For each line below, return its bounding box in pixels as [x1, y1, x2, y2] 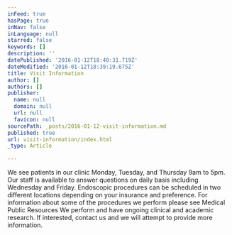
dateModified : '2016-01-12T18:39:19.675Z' [7, 63, 135, 70]
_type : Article [7, 143, 53, 150]
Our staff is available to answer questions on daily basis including [7, 175, 199, 185]
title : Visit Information [7, 70, 84, 77]
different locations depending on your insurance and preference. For [7, 191, 208, 200]
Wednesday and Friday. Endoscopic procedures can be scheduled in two [7, 183, 221, 192]
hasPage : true [7, 17, 50, 24]
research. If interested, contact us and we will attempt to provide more [7, 214, 213, 222]
